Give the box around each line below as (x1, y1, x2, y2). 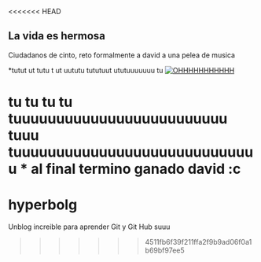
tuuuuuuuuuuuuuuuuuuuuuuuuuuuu (8, 143, 254, 161)
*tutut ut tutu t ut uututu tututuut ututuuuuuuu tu (8, 65, 164, 75)
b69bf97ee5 (145, 245, 185, 255)
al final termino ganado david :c (31, 161, 241, 178)
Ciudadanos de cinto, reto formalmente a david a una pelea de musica (8, 50, 236, 60)
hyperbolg (8, 196, 78, 214)
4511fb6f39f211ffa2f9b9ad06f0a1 (145, 237, 252, 246)
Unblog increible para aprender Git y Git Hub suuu (8, 222, 171, 231)
